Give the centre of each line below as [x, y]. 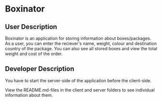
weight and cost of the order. [34, 54]
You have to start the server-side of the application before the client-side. [78, 80]
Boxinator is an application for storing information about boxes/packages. [78, 38]
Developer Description [40, 69]
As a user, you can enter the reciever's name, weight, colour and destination [81, 44]
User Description [31, 27]
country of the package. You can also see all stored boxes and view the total [81, 49]
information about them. [29, 95]
